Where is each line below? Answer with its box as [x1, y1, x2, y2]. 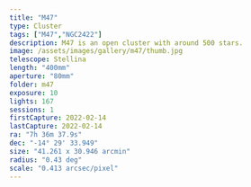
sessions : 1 [9, 105, 54, 114]
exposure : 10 [9, 88, 58, 97]
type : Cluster [9, 22, 63, 31]
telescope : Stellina [9, 55, 87, 64]
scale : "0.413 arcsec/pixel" [9, 164, 119, 173]
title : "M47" [9, 13, 58, 22]
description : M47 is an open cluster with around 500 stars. [9, 38, 244, 48]
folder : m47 [9, 80, 54, 89]
